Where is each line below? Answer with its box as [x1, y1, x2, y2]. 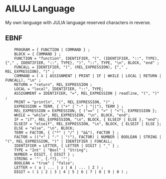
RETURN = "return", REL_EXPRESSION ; [14, 82, 93, 87]
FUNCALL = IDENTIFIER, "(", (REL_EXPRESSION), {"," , [14, 64, 128, 70]
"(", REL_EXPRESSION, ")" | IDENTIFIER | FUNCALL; [5, 139, 113, 144]
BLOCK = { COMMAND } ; [14, 51, 61, 56]
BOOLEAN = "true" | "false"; [14, 161, 75, 166]
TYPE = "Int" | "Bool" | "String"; [14, 148, 88, 153]
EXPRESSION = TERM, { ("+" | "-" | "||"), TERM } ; [14, 104, 124, 109]
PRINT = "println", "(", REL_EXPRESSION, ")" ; [14, 99, 115, 105]
